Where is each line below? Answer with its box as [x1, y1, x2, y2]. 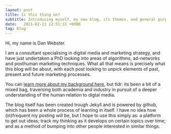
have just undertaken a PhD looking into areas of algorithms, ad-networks [5, 55, 160, 61]
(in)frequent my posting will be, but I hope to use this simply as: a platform [5, 112, 161, 119]
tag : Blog [5, 26, 26, 31]
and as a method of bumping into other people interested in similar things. [5, 123, 160, 129]
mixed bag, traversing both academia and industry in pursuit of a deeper [5, 86, 157, 93]
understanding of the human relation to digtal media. [5, 92, 116, 98]
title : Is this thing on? [5, 12, 60, 17]
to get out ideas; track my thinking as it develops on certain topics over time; [5, 118, 166, 124]
